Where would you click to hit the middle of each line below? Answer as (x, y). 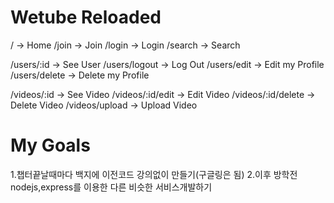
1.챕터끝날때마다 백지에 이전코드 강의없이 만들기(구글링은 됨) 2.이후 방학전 (154, 174)
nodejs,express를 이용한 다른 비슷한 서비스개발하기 (111, 187)
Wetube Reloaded (86, 17)
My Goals (50, 145)
